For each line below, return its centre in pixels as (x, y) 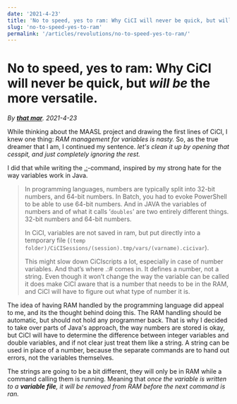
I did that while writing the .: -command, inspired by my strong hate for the (115, 168)
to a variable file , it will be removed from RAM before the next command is (116, 386)
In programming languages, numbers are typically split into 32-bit (120, 189)
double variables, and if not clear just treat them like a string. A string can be (119, 343)
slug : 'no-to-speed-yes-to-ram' (55, 27)
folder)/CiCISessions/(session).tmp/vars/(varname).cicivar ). (117, 248)
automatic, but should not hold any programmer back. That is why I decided (117, 320)
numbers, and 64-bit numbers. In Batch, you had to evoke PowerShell (126, 197)
